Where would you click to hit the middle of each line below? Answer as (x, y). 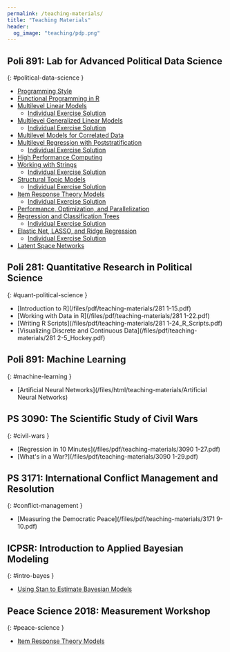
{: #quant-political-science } (47, 294)
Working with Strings (47, 165)
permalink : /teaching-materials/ (55, 14)
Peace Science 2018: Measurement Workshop (109, 611)
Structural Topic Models (51, 179)
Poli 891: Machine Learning (67, 360)
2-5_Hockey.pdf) (81, 337)
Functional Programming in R (58, 98)
